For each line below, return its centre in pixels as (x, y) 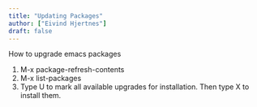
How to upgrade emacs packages (65, 54)
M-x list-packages (51, 79)
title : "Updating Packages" (56, 16)
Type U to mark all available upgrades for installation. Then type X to (135, 87)
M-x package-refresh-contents (72, 70)
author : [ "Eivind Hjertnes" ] (58, 24)
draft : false (30, 31)
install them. (41, 96)
